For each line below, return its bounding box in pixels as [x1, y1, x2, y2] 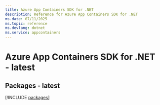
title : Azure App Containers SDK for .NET [5, 7, 94, 12]
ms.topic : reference [5, 21, 48, 26]
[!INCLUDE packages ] [5, 95, 50, 100]
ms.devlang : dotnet [5, 26, 45, 31]
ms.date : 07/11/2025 [5, 16, 48, 21]
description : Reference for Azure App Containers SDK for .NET [5, 12, 138, 17]
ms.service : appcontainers [5, 30, 61, 35]
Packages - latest [5, 81, 60, 90]
